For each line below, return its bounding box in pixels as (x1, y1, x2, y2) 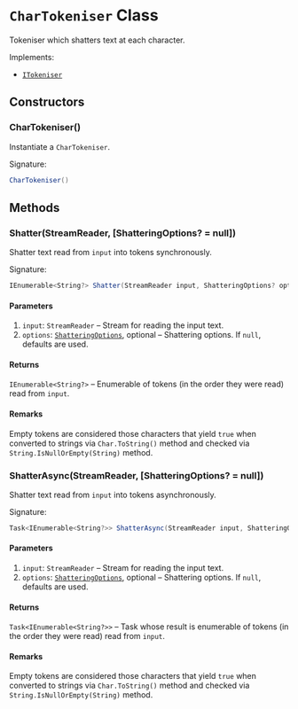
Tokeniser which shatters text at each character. (9, 35, 185, 45)
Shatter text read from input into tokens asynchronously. (9, 489, 217, 500)
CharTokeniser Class (9, 5, 159, 26)
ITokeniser (21, 70, 63, 80)
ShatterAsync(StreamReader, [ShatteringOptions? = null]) (9, 469, 264, 481)
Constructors (9, 95, 85, 110)
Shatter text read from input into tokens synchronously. (9, 247, 213, 258)
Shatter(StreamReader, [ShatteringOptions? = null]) (9, 227, 237, 239)
